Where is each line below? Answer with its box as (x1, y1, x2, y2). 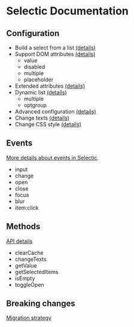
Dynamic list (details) (14, 89, 67, 96)
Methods (6, 221, 41, 232)
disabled (23, 63, 45, 70)
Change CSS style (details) (14, 121, 82, 127)
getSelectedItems (14, 268, 59, 275)
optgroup (23, 102, 47, 109)
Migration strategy (6, 314, 52, 322)
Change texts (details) (14, 114, 70, 121)
